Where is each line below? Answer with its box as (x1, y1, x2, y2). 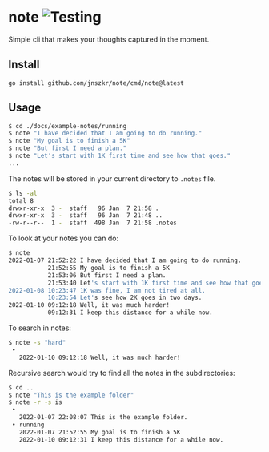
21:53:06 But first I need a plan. (47, 271, 167, 280)
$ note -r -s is (8, 398, 62, 406)
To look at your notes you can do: (8, 233, 118, 244)
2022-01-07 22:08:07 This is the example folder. (18, 414, 188, 422)
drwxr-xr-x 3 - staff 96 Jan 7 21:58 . (8, 204, 159, 212)
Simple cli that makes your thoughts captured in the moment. (8, 34, 210, 44)
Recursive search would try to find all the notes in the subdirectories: (8, 368, 235, 377)
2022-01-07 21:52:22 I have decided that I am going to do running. (8, 256, 242, 264)
